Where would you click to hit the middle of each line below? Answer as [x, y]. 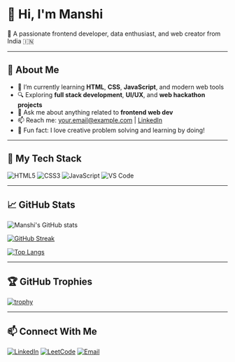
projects [30, 105]
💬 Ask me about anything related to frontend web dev [95, 112]
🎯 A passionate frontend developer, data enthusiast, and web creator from [114, 34]
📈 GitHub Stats [41, 204]
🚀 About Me [33, 70]
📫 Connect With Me [52, 331]
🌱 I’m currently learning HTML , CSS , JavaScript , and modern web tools [121, 87]
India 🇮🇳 [21, 41]
